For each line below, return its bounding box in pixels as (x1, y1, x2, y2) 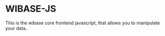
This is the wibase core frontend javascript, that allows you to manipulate (5, 20, 160, 26)
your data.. (5, 25, 28, 31)
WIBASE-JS (5, 3, 57, 15)
